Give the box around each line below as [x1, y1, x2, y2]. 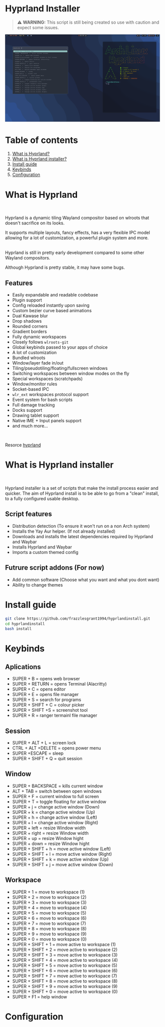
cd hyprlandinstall [5, 621, 45, 626]
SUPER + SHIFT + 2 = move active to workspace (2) [12, 947, 118, 953]
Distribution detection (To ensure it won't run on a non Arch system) [12, 523, 150, 529]
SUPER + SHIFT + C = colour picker [12, 702, 85, 708]
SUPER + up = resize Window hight [12, 835, 83, 841]
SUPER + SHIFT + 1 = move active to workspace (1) [12, 941, 116, 947]
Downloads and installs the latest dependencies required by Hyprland [12, 533, 153, 539]
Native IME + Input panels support [12, 418, 82, 424]
